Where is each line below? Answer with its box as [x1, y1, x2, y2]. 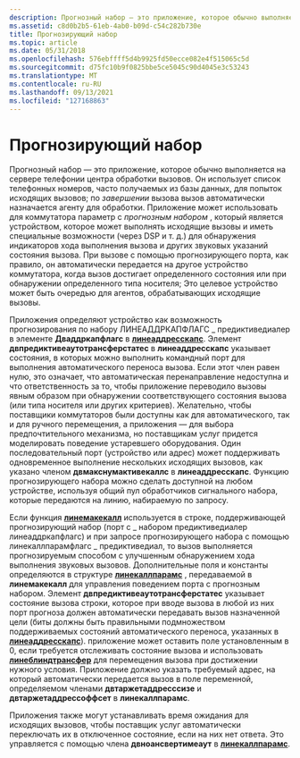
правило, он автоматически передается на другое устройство [9, 259, 248, 270]
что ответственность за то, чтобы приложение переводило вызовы [9, 381, 267, 392]
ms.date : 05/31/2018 [9, 46, 87, 55]
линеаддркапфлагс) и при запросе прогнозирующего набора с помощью [9, 531, 290, 542]
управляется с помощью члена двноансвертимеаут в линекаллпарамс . [9, 738, 291, 749]
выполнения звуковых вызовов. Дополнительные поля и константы [9, 560, 269, 570]
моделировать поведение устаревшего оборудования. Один [9, 438, 241, 449]
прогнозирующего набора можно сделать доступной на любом [9, 476, 254, 487]
